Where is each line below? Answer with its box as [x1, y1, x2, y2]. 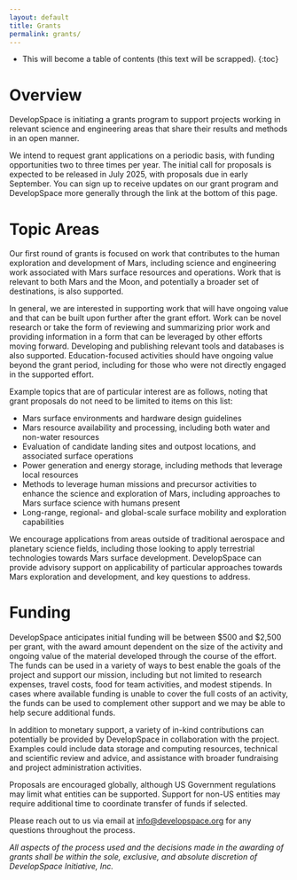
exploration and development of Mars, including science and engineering [9, 258, 277, 269]
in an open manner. [9, 133, 80, 144]
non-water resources [21, 432, 100, 443]
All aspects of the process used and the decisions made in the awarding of [9, 842, 285, 852]
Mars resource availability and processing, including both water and [21, 422, 270, 433]
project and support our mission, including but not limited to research [9, 670, 262, 680]
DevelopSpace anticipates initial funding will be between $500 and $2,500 [9, 632, 282, 643]
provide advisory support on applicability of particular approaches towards [9, 562, 283, 573]
